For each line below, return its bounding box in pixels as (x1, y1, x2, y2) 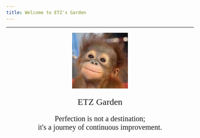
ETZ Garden (77, 96, 123, 107)
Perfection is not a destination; (54, 114, 146, 123)
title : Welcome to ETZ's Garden (6, 10, 86, 15)
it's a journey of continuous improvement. (37, 123, 162, 131)
